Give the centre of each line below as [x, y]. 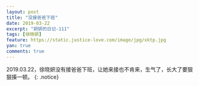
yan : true [19, 46]
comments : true [25, 51]
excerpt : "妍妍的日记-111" [38, 29]
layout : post [23, 12]
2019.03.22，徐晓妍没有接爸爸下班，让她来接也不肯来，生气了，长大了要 [97, 69]
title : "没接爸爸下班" [32, 18]
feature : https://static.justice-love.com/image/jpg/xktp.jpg [86, 40]
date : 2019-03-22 [28, 23]
